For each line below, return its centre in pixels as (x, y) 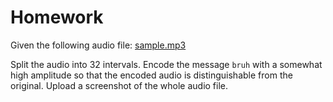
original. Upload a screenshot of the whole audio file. (119, 85)
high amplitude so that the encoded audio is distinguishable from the (151, 75)
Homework (57, 17)
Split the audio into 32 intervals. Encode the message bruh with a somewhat (166, 64)
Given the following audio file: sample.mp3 (98, 45)
